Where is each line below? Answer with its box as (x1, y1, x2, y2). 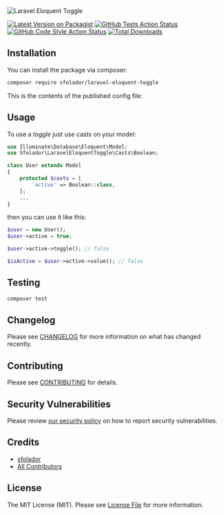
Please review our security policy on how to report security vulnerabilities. (7, 417, 218, 425)
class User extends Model (7, 162, 81, 169)
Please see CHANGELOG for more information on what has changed (7, 333, 201, 341)
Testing (7, 277, 41, 289)
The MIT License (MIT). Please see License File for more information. (7, 501, 203, 509)
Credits (7, 436, 40, 448)
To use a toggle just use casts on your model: (7, 130, 136, 138)
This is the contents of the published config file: (7, 91, 143, 99)
